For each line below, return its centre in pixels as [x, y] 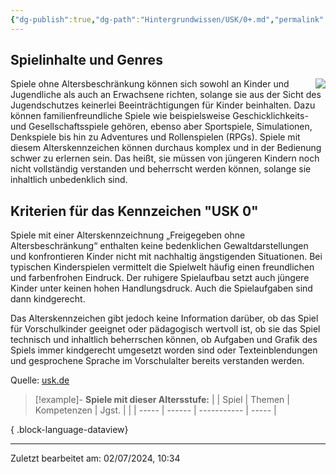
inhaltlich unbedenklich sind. [69, 180]
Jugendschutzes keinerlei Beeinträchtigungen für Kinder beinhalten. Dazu [163, 105]
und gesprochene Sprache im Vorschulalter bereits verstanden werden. [157, 361]
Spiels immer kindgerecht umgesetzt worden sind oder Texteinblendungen [164, 350]
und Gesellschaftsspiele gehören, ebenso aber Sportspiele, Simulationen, [161, 127]
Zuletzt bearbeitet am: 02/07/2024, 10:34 [95, 458]
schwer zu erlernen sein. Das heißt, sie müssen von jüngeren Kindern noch [165, 158]
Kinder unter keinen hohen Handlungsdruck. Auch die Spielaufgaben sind [161, 288]
